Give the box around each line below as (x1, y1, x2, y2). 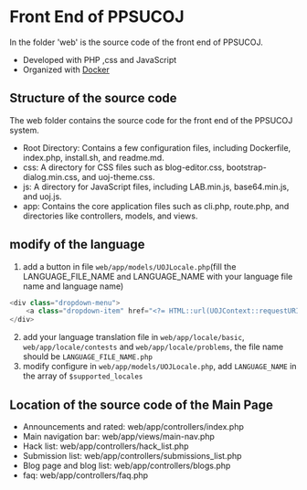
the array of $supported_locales (22, 370, 143, 381)
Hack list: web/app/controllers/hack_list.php (22, 441, 189, 452)
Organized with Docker (22, 64, 110, 75)
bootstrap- (226, 162, 267, 173)
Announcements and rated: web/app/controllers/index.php (22, 421, 245, 431)
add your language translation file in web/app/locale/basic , (22, 332, 245, 343)
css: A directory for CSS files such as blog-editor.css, (22, 162, 226, 173)
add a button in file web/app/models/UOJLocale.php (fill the (22, 261, 237, 272)
